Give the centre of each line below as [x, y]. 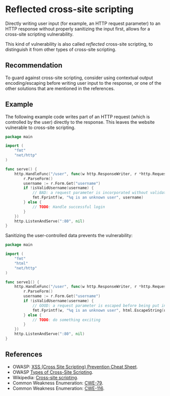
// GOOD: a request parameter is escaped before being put [96, 306]
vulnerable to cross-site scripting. [40, 127]
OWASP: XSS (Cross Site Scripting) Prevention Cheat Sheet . [75, 367]
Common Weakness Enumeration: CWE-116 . [58, 388]
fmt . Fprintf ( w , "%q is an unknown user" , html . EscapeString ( [98, 310]
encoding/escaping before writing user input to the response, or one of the [83, 83]
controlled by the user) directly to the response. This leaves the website [80, 122]
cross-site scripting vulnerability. [39, 34]
